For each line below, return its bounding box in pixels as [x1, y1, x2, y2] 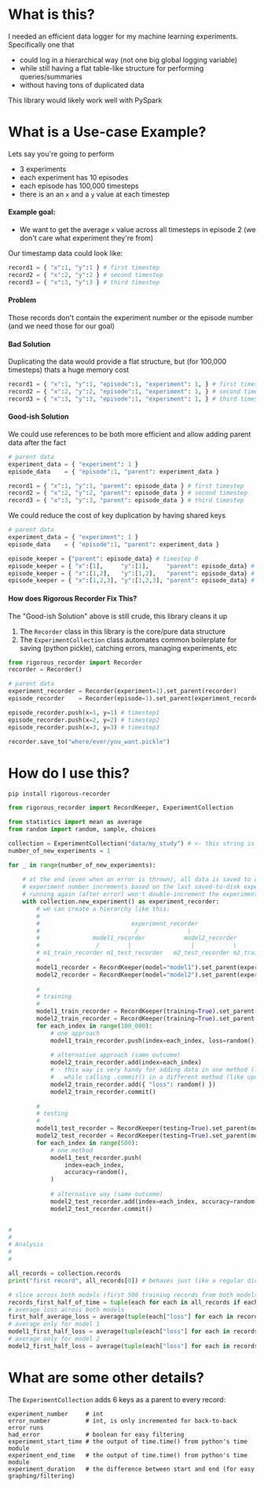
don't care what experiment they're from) [19, 234, 154, 243]
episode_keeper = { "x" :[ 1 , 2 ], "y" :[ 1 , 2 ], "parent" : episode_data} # [8, 569, 255, 578]
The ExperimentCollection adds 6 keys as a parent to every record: [8, 1394, 226, 1404]
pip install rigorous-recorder [8, 790, 111, 798]
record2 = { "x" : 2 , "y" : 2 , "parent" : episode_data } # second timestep [8, 489, 247, 497]
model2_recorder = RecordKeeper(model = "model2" [36, 970, 195, 979]
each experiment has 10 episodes [19, 172, 129, 182]
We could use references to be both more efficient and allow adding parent [8, 429, 251, 438]
